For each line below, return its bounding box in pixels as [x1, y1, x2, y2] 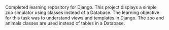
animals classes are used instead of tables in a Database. [5, 20, 125, 26]
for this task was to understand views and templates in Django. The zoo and [5, 15, 164, 20]
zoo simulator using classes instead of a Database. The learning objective [5, 9, 160, 15]
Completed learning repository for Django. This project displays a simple [5, 4, 157, 10]
